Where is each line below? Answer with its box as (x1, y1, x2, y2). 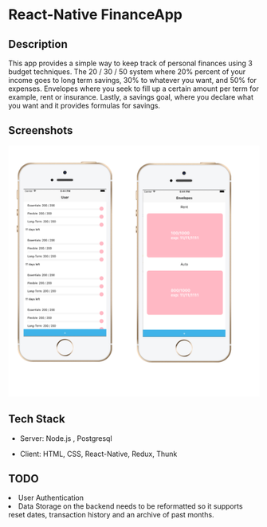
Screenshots (8, 124, 73, 137)
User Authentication (18, 493, 84, 503)
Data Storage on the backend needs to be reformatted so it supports (18, 501, 243, 511)
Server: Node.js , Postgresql (19, 433, 113, 443)
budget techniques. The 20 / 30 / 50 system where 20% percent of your (8, 67, 246, 77)
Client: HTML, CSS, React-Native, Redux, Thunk (19, 449, 178, 458)
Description (8, 37, 68, 51)
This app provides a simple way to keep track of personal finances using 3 (8, 58, 253, 68)
